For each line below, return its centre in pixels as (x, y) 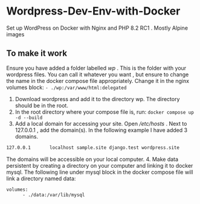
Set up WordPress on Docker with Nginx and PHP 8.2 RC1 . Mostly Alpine (97, 28)
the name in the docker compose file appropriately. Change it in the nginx (98, 81)
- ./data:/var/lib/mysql (53, 195)
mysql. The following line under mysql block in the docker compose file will (100, 172)
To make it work (37, 54)
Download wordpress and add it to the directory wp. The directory (97, 99)
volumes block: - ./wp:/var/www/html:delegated (66, 87)
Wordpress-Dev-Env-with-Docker (93, 11)
